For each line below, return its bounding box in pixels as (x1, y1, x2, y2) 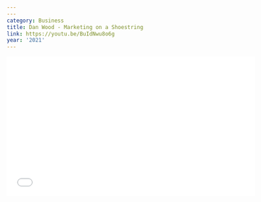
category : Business (6, 17, 65, 24)
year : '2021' (6, 37, 45, 44)
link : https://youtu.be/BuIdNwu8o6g (6, 30, 115, 38)
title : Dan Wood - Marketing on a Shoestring (6, 23, 143, 30)
